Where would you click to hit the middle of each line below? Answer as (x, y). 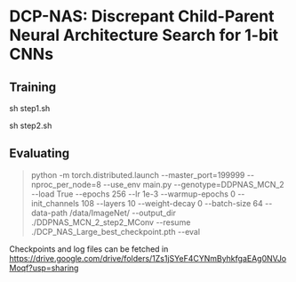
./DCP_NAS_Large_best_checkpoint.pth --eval (116, 231)
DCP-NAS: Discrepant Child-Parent (142, 16)
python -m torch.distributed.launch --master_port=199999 (138, 174)
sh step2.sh (31, 125)
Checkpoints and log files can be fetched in (89, 249)
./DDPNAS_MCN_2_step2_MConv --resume (111, 222)
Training (33, 87)
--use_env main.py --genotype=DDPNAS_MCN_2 (194, 184)
